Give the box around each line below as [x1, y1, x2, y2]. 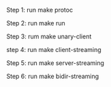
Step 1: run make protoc [6, 6, 73, 14]
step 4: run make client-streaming [6, 46, 101, 53]
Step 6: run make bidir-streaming [6, 72, 99, 80]
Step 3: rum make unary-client [6, 32, 92, 40]
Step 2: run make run [6, 19, 65, 27]
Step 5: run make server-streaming [6, 59, 105, 67]
